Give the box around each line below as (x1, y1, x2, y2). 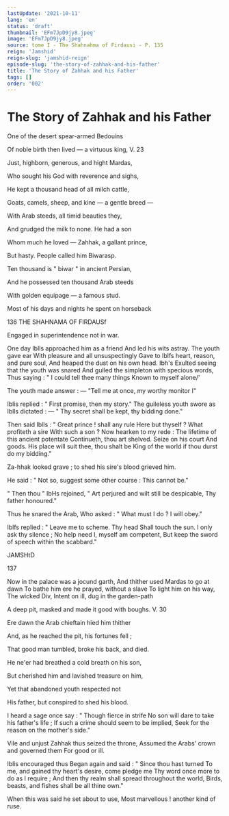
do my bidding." (7, 450, 52, 458)
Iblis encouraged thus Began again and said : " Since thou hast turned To (7, 760, 213, 768)
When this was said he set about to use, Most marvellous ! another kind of (7, 795, 216, 803)
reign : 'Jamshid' (7, 49, 57, 55)
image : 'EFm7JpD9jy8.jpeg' (7, 36, 84, 42)
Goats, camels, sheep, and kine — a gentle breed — (7, 199, 154, 207)
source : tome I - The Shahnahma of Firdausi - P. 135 (7, 42, 164, 49)
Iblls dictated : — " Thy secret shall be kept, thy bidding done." (7, 407, 183, 416)
